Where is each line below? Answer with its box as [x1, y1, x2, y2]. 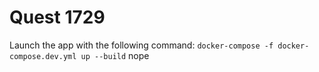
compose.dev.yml [9, 51, 77, 61]
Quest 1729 [9, 6, 106, 29]
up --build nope [80, 49, 150, 61]
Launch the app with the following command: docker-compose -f [9, 39, 274, 51]
